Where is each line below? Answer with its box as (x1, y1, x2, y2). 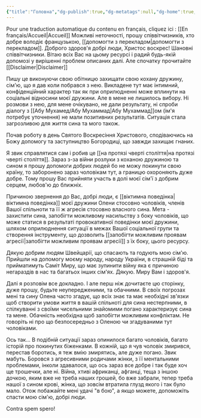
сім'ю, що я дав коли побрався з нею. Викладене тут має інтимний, (6, 82, 179, 89)
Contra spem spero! (6, 405, 56, 412)
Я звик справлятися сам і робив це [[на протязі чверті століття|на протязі (6, 149, 194, 157)
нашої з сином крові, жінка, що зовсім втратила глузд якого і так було (6, 380, 185, 387)
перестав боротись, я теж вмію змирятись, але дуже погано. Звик (6, 348, 176, 356)
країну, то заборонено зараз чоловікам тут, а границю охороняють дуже (6, 169, 193, 176)
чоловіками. (6, 324, 38, 332)
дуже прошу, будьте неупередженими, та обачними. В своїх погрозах (6, 286, 185, 293)
